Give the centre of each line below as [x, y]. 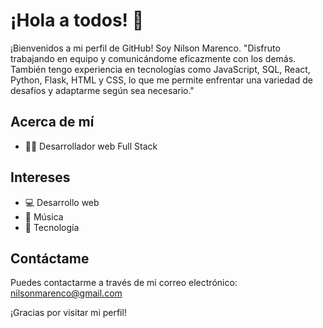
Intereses [40, 177]
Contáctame [50, 258]
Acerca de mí [52, 122]
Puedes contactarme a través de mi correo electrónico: [124, 283]
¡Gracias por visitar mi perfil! [68, 313]
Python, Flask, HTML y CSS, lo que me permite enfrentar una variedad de [161, 80]
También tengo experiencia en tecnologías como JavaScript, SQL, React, [160, 69]
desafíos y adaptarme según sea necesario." [102, 90]
